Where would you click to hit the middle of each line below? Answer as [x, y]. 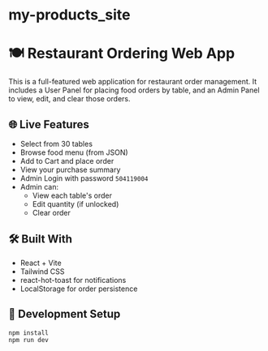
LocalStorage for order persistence [79, 289]
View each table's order [72, 195]
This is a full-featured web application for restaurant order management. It [133, 82]
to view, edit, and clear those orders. [70, 99]
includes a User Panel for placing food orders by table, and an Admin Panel [134, 90]
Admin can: [39, 186]
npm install [28, 333]
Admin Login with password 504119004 [84, 178]
